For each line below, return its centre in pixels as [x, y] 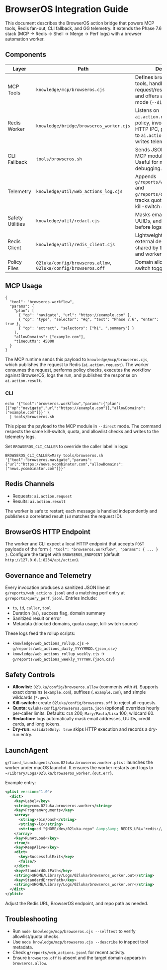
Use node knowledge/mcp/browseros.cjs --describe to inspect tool [80, 942]
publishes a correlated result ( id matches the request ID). [64, 516]
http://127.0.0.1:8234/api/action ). [42, 560]
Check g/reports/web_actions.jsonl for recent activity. [69, 952]
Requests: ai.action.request [42, 496]
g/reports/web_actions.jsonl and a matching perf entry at [65, 593]
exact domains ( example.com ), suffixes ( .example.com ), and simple [79, 692]
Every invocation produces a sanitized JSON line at [58, 587]
